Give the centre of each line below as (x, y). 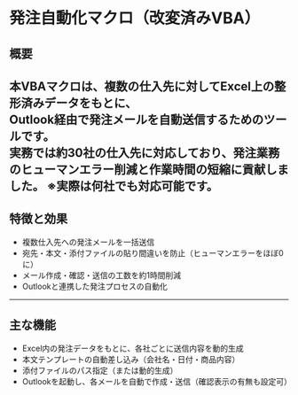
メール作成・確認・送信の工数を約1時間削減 (102, 275)
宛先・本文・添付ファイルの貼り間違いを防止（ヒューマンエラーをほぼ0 (153, 252)
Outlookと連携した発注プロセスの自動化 (95, 286)
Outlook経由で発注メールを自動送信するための (137, 119)
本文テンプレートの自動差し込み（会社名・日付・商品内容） (131, 359)
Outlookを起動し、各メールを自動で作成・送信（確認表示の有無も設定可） (157, 381)
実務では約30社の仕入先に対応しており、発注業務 (145, 153)
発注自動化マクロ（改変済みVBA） (135, 18)
